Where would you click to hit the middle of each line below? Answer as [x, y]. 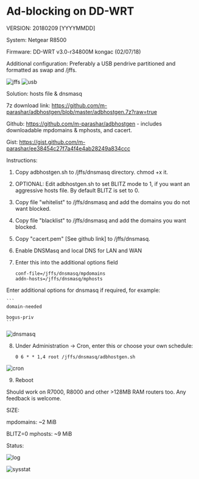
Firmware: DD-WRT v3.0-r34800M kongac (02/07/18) [74, 51]
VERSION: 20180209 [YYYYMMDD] [51, 28]
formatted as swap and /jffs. [42, 70]
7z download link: [28, 105]
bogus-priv [20, 317]
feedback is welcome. [34, 398]
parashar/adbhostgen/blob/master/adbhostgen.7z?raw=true [82, 112]
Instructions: [22, 160]
